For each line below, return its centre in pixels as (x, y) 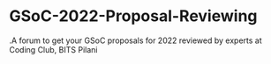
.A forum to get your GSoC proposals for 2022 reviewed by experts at (135, 40)
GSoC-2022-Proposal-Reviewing (133, 16)
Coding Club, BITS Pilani (53, 49)
